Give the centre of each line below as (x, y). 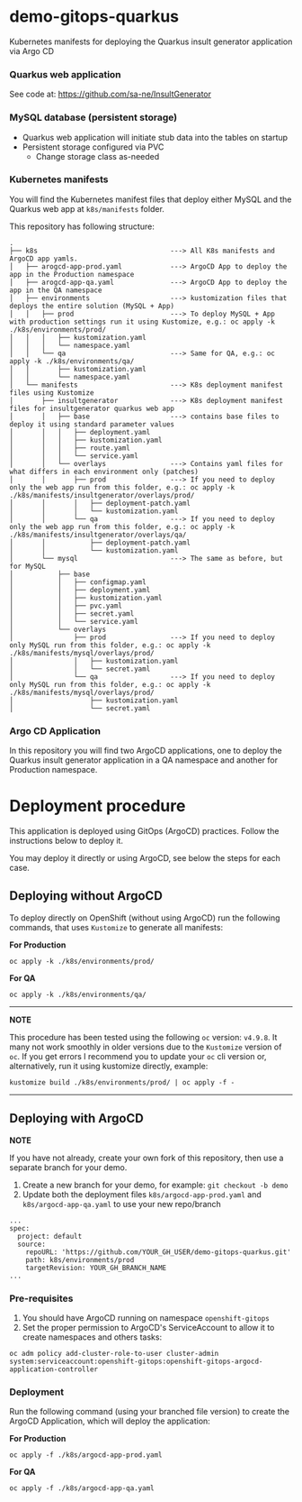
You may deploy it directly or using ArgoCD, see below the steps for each (145, 858)
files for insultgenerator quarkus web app (92, 408)
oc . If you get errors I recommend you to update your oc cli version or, (138, 1056)
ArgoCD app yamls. (44, 259)
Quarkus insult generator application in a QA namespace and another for (144, 760)
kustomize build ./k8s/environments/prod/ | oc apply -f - (122, 1082)
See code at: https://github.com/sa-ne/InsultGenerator (111, 94)
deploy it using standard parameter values (92, 424)
